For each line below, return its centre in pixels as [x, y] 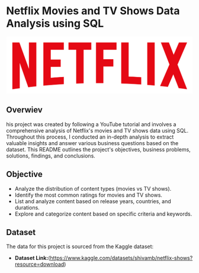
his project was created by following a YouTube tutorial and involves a [91, 124]
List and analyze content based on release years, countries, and [93, 201]
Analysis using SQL [55, 23]
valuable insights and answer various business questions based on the [92, 143]
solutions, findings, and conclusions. [51, 156]
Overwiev [24, 110]
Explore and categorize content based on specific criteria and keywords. [103, 214]
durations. [27, 207]
